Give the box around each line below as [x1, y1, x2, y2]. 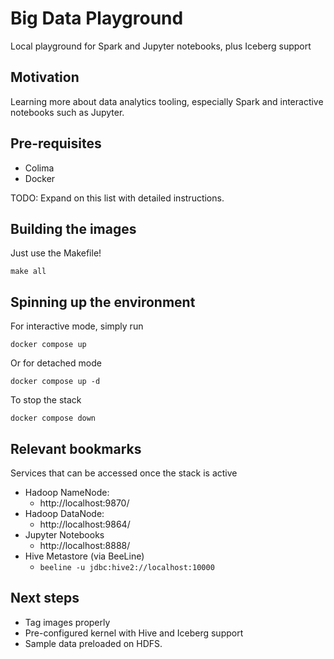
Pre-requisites [10, 135, 102, 152]
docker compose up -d [10, 377, 101, 387]
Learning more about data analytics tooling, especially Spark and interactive [10, 95, 324, 107]
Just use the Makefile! [10, 247, 102, 259]
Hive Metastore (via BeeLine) [24, 550, 145, 562]
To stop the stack [10, 394, 82, 406]
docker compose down [10, 413, 97, 424]
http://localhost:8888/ [39, 540, 131, 551]
